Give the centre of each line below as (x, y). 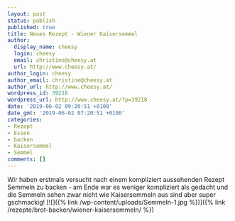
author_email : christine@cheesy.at (60, 80)
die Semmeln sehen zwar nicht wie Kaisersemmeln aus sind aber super (112, 194)
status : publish (31, 21)
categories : (25, 119)
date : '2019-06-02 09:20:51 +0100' (60, 107)
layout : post (27, 14)
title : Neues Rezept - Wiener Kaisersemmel (73, 34)
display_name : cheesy (46, 47)
